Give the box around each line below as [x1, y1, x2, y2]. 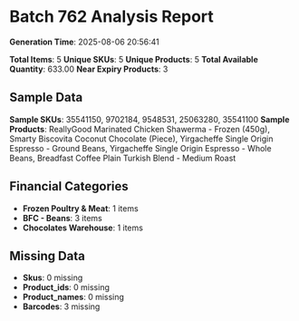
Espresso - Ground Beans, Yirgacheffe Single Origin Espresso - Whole [9, 142, 272, 153]
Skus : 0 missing [22, 272, 83, 283]
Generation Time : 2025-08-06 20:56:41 [9, 36, 160, 47]
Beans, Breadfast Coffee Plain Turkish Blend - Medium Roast [9, 152, 236, 163]
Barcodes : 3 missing [22, 301, 101, 312]
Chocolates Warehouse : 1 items [22, 222, 143, 233]
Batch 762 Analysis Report [9, 6, 215, 27]
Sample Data [9, 90, 83, 105]
